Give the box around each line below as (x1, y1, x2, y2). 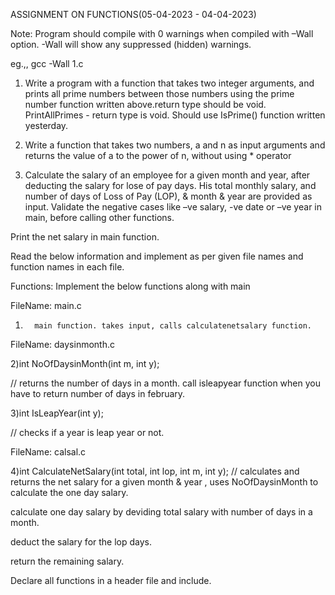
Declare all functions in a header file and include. (10, 575, 212, 586)
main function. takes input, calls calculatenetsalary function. (34, 321, 312, 331)
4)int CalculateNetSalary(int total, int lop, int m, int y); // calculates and (10, 465, 300, 477)
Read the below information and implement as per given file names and (10, 250, 304, 262)
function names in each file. (10, 261, 125, 273)
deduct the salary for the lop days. (10, 536, 153, 548)
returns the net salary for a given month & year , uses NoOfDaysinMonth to (10, 476, 319, 488)
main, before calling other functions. (24, 212, 175, 223)
